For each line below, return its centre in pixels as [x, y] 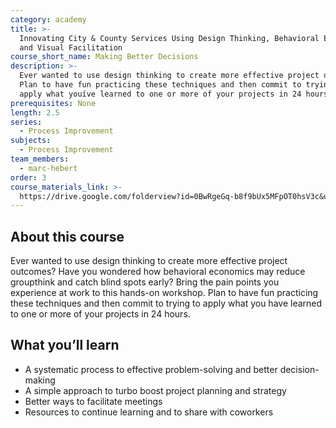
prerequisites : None [53, 103]
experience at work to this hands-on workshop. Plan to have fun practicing [164, 293]
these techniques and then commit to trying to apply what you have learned [166, 303]
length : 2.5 [35, 112]
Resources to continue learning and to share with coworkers [149, 412]
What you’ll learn [65, 345]
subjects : [31, 141]
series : [26, 122]
